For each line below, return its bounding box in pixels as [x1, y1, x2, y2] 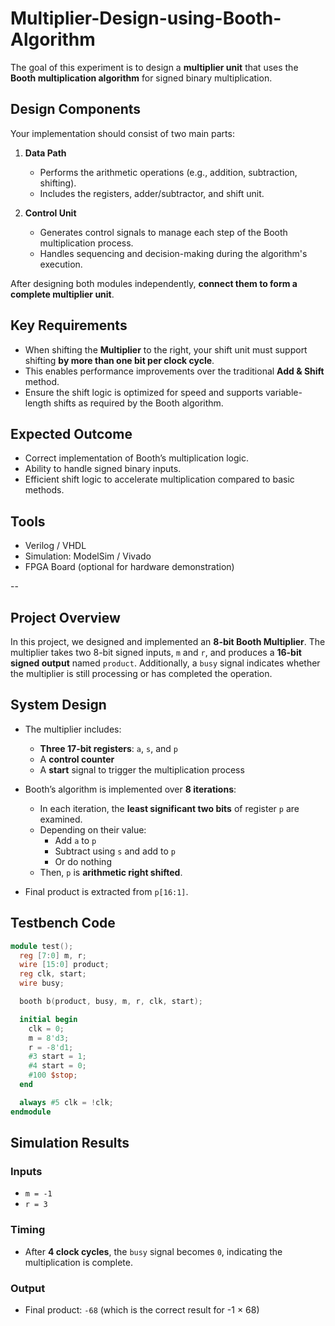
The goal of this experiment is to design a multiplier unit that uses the [10, 61, 299, 73]
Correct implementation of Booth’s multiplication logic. [24, 452, 249, 464]
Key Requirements [10, 317, 128, 334]
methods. [24, 484, 65, 496]
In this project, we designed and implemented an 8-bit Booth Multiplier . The [10, 636, 326, 647]
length [24, 397, 52, 409]
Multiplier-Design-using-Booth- [10, 7, 282, 30]
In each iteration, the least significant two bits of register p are [39, 802, 300, 814]
